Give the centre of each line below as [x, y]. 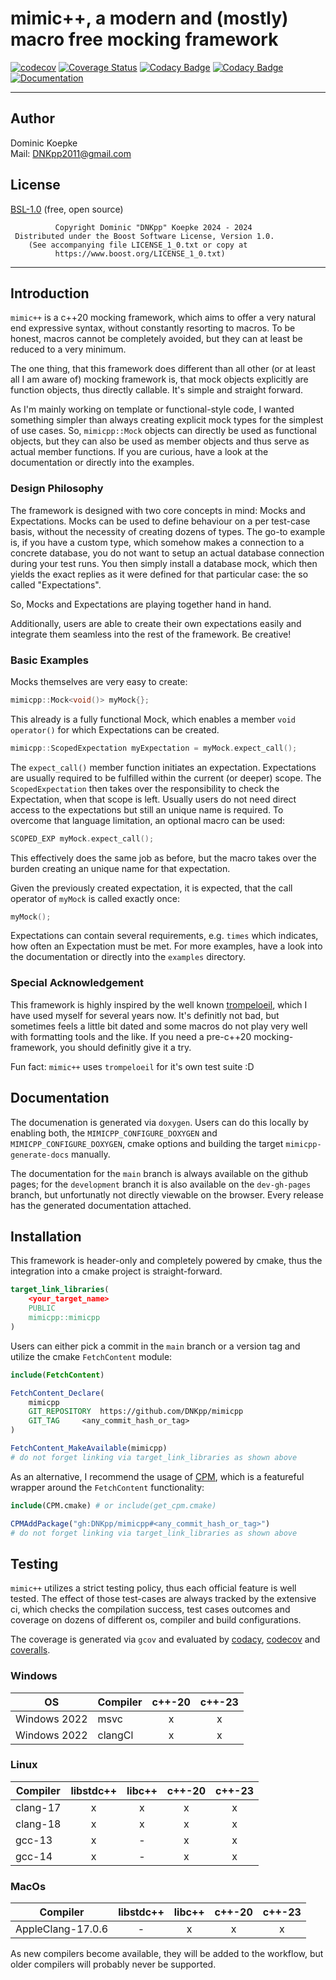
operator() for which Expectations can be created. [115, 729]
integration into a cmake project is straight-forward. [116, 1271]
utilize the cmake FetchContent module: [91, 1356]
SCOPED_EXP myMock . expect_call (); [82, 838]
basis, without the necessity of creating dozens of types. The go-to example [168, 531]
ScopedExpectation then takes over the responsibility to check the [145, 788]
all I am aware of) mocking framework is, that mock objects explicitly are [159, 379]
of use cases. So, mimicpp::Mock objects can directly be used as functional [163, 431]
